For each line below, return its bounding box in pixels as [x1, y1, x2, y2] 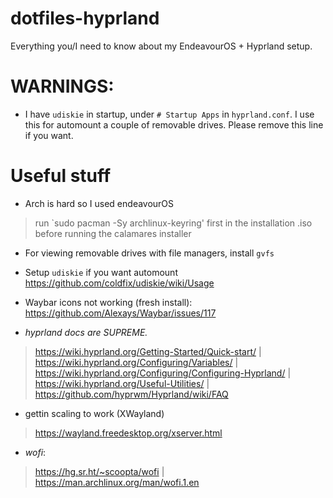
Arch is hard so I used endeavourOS [24, 197, 175, 209]
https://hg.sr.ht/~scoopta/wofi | [34, 465, 165, 477]
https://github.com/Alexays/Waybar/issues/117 [24, 307, 217, 319]
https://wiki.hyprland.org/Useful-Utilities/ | [34, 377, 210, 389]
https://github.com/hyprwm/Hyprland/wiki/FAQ [34, 388, 229, 400]
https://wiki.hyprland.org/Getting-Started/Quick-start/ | [34, 345, 262, 357]
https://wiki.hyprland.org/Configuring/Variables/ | [34, 356, 239, 368]
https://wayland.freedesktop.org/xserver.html [34, 427, 223, 439]
